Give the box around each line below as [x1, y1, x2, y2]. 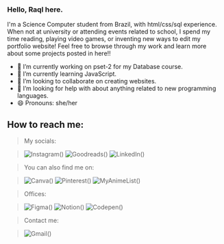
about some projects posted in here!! [7, 49, 111, 57]
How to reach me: [7, 118, 84, 131]
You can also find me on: [23, 163, 95, 172]
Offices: [23, 190, 47, 198]
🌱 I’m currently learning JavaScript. [16, 70, 117, 78]
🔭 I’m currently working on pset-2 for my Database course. [16, 63, 184, 71]
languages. [16, 92, 49, 100]
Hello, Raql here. [7, 5, 63, 14]
